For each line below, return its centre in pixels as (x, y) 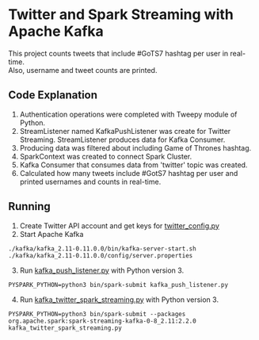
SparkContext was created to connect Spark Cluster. (106, 156)
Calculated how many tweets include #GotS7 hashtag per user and (129, 173)
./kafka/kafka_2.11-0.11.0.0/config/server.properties (101, 255)
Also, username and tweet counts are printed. (83, 70)
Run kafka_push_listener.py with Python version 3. (102, 270)
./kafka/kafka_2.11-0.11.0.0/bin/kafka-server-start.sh (102, 248)
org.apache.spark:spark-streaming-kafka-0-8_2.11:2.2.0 (102, 321)
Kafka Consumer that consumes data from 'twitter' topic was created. (133, 165)
